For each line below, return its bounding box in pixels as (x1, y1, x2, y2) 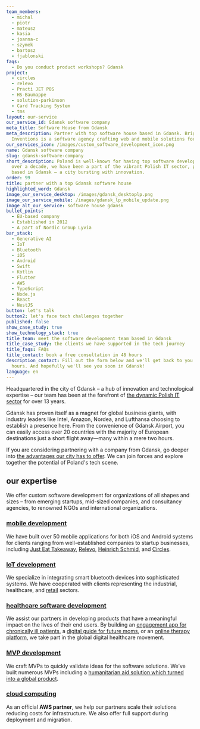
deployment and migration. (6, 716, 73, 723)
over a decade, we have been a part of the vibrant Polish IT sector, (11, 164, 190, 170)
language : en (6, 369, 39, 375)
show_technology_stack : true (6, 330, 79, 336)
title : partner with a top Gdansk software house (6, 180, 132, 186)
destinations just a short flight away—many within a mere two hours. (6, 434, 174, 441)
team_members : (6, 8, 42, 15)
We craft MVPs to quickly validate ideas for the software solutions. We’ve (6, 662, 186, 669)
